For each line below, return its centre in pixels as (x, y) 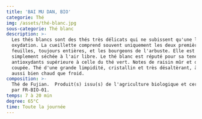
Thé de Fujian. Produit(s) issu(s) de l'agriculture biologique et (99, 85)
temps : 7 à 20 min (29, 96)
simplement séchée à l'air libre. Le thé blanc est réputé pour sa (98, 56)
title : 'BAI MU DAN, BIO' (38, 12)
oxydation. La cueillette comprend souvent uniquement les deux (94, 46)
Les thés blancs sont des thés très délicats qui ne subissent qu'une (102, 40)
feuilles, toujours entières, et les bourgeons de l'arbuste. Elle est (103, 51)
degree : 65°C (23, 101)
